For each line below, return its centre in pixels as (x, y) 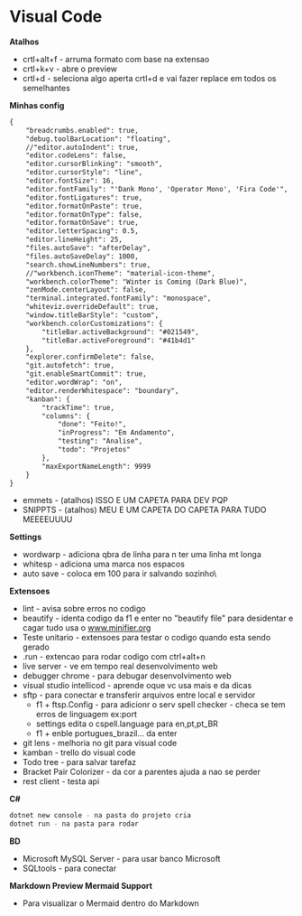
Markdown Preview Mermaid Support (81, 886)
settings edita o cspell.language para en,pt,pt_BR (127, 724)
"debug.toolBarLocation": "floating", (98, 139)
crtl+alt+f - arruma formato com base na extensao (116, 59)
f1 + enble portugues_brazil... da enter (106, 734)
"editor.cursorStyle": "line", (84, 173)
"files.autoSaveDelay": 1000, (82, 256)
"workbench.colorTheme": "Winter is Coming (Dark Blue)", (137, 282)
